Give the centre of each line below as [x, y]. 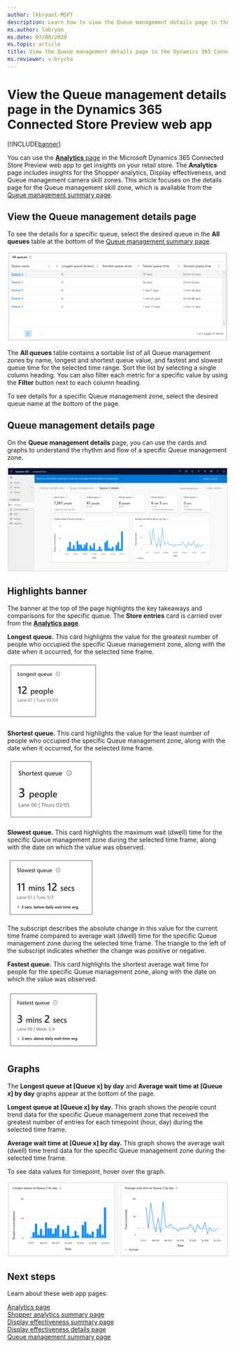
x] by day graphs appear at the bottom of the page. [81, 1093]
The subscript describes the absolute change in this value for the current [113, 928]
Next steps [31, 1276]
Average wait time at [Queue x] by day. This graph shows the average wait [116, 1143]
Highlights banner [47, 592]
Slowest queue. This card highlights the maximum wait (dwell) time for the [115, 832]
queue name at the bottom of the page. [64, 403]
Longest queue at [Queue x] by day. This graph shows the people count [112, 1107]
